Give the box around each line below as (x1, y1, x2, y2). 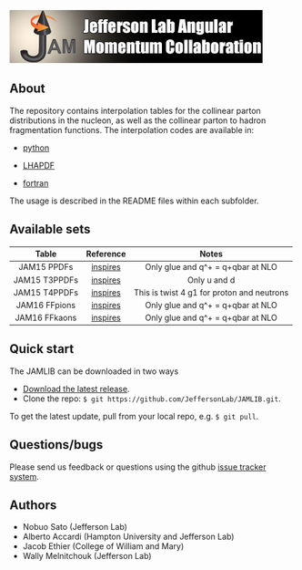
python (22, 142, 50, 153)
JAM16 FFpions (15, 300, 75, 311)
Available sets (9, 222, 91, 237)
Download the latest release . (22, 383, 130, 394)
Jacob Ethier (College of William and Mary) (22, 541, 185, 552)
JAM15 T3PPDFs (13, 275, 79, 285)
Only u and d (187, 275, 236, 285)
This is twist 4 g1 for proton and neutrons (133, 286, 289, 297)
